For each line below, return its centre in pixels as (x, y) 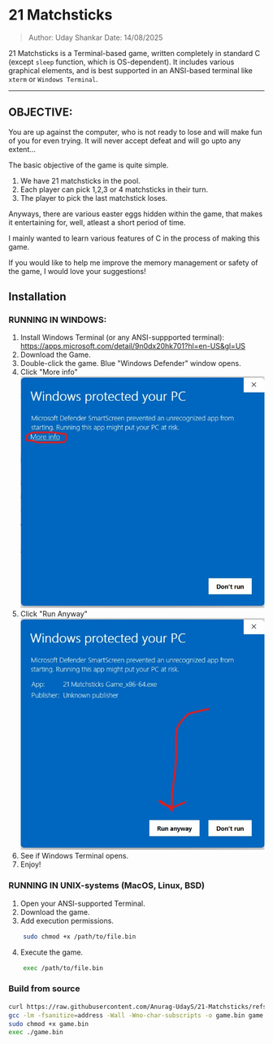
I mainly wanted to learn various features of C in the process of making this (134, 238)
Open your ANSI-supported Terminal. (82, 903)
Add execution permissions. (67, 920)
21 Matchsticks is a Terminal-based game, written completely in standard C (134, 53)
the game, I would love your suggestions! (77, 271)
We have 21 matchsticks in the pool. (80, 181)
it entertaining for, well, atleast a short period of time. (97, 222)
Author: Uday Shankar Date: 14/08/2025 (95, 37)
